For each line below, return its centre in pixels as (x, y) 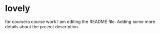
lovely (18, 8)
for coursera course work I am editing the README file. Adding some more (80, 22)
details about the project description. (42, 26)
